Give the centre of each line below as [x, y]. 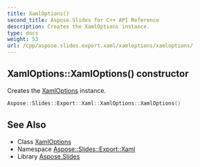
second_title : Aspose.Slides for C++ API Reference [83, 20]
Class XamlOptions [44, 141]
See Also [27, 125]
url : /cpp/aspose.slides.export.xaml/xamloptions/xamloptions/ [100, 46]
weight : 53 [23, 39]
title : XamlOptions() [38, 14]
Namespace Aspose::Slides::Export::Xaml [76, 149]
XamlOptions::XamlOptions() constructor [98, 74]
